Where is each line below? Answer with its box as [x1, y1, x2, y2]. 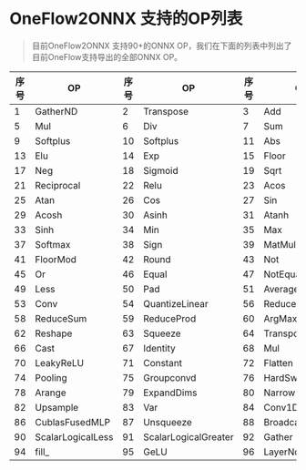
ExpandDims [142, 386, 198, 399]
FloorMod [35, 252, 77, 265]
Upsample [35, 401, 79, 414]
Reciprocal [35, 179, 81, 191]
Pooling [35, 371, 68, 383]
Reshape [35, 327, 73, 340]
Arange [35, 386, 66, 399]
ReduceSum [35, 312, 87, 324]
